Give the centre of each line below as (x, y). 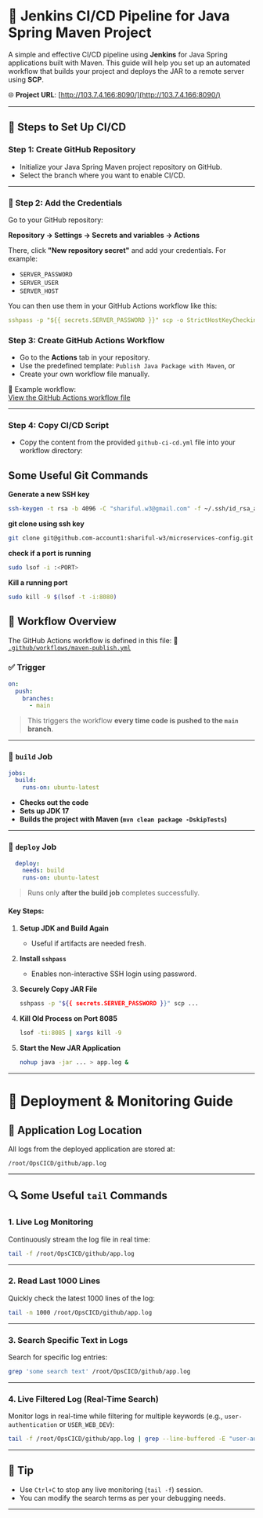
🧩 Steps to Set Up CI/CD (67, 128)
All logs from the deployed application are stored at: (92, 1149)
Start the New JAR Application (70, 1048)
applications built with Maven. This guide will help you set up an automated (129, 63)
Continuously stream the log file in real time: (79, 1239)
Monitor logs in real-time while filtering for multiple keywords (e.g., (115, 1416)
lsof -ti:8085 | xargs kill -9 (70, 1033)
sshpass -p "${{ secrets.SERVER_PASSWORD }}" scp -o (96, 320)
